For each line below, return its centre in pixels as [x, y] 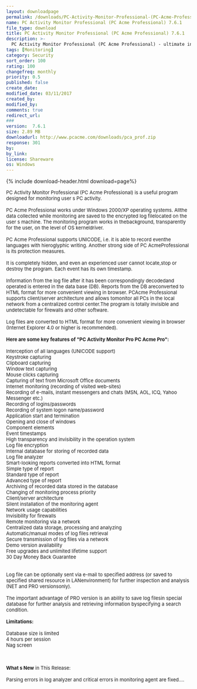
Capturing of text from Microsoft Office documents [63, 381]
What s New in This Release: [38, 668]
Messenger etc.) [25, 398]
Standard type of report [33, 475]
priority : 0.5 [23, 77]
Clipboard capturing [28, 363]
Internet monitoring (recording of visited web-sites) [64, 387]
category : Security [30, 55]
